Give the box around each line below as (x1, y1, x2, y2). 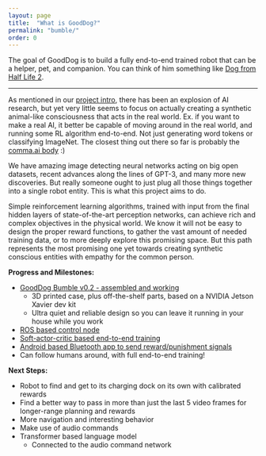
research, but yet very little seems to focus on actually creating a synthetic (8, 104, 252, 113)
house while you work (31, 316, 104, 326)
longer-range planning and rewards (19, 406, 136, 416)
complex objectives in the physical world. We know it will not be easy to (8, 219, 243, 228)
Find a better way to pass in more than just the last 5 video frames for (19, 398, 247, 408)
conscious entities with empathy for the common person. (8, 252, 195, 262)
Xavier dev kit (31, 300, 77, 309)
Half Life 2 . (8, 72, 44, 82)
